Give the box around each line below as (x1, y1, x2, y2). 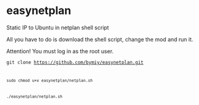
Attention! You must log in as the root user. (6, 47, 114, 55)
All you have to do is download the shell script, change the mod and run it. (6, 35, 193, 43)
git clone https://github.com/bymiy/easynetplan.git (6, 59, 144, 65)
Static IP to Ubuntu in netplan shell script (6, 24, 109, 31)
